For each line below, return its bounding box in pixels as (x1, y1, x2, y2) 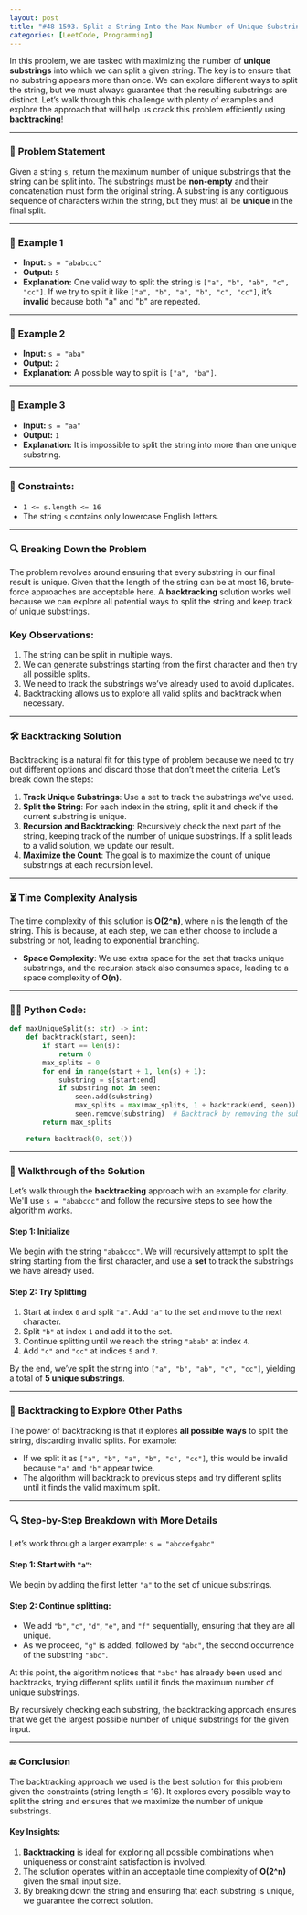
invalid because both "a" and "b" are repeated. (22, 295, 201, 306)
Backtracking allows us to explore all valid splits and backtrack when (22, 688, 281, 700)
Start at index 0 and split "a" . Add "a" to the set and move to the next (22, 1307, 282, 1318)
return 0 (58, 1049, 92, 1059)
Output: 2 (22, 358, 59, 369)
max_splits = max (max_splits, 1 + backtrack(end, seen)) (74, 1101, 297, 1110)
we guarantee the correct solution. (22, 1895, 153, 1906)
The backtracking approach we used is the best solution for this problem (9, 1776, 283, 1787)
